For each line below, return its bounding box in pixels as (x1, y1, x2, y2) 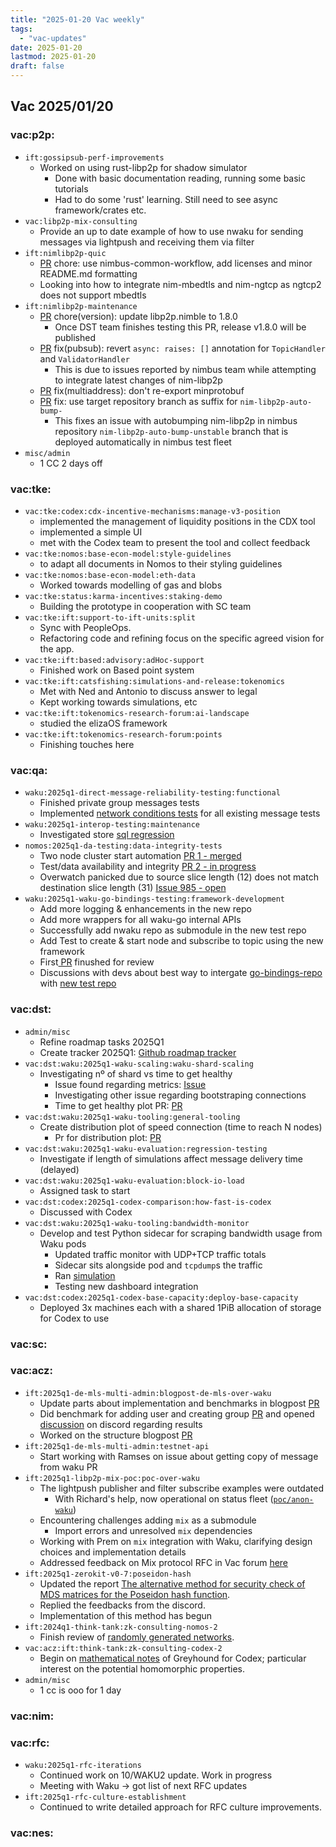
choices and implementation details (39, 1546, 187, 1558)
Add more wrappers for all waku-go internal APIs (39, 914, 242, 926)
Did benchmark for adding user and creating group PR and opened (39, 1407, 315, 1420)
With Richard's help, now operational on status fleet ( (54, 1492, 274, 1505)
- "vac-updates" (19, 33, 87, 43)
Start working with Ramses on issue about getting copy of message (39, 1450, 319, 1462)
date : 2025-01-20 (10, 42, 83, 53)
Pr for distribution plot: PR (54, 1131, 162, 1143)
